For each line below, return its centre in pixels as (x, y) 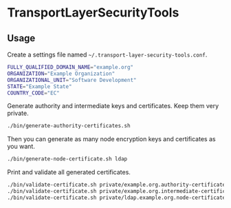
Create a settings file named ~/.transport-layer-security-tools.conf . (107, 54)
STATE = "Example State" (40, 86)
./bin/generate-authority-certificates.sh (69, 126)
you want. (21, 147)
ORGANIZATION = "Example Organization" (61, 74)
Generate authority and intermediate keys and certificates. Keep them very (113, 106)
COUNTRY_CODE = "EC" (33, 93)
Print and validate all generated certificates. (69, 172)
